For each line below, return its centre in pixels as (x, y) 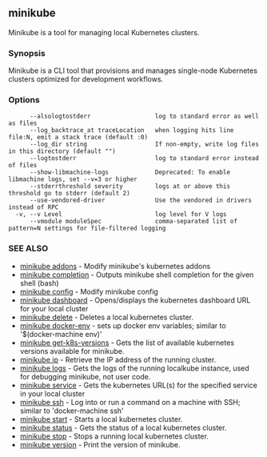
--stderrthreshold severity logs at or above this (130, 186)
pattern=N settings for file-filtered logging (87, 228)
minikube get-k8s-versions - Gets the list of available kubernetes (127, 343)
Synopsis (27, 53)
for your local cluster (54, 308)
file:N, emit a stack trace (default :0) (78, 138)
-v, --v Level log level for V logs (121, 214)
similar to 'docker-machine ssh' (72, 411)
